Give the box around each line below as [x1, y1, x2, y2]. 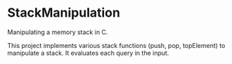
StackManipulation [7, 5, 121, 21]
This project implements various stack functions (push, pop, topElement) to [7, 41, 226, 49]
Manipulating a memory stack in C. [7, 28, 108, 36]
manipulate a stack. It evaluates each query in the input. [7, 49, 169, 57]
